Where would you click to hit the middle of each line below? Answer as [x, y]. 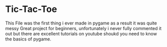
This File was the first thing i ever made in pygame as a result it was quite [81, 23]
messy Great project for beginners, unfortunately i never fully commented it [83, 28]
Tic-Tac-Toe [31, 9]
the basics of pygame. [28, 39]
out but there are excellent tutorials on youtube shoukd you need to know [81, 33]
